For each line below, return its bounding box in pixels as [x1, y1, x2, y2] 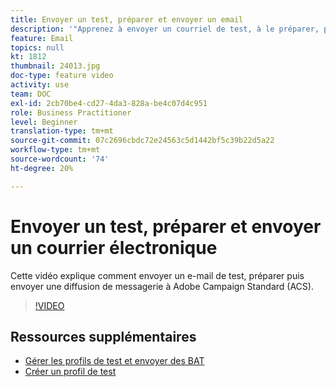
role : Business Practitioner [10, 107, 132, 118]
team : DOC [10, 89, 52, 99]
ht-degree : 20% [10, 163, 74, 173]
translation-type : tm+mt [10, 126, 114, 136]
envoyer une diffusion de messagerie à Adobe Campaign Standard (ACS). [10, 280, 314, 292]
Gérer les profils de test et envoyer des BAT [24, 355, 205, 367]
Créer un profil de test [24, 366, 117, 378]
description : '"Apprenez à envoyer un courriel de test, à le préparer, [10, 24, 320, 34]
